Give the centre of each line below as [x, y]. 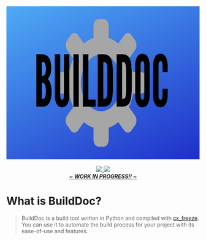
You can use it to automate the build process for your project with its [108, 224]
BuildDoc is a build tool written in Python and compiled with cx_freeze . [110, 218]
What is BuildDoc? [54, 201]
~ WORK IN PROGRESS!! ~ [103, 176]
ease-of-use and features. [55, 231]
